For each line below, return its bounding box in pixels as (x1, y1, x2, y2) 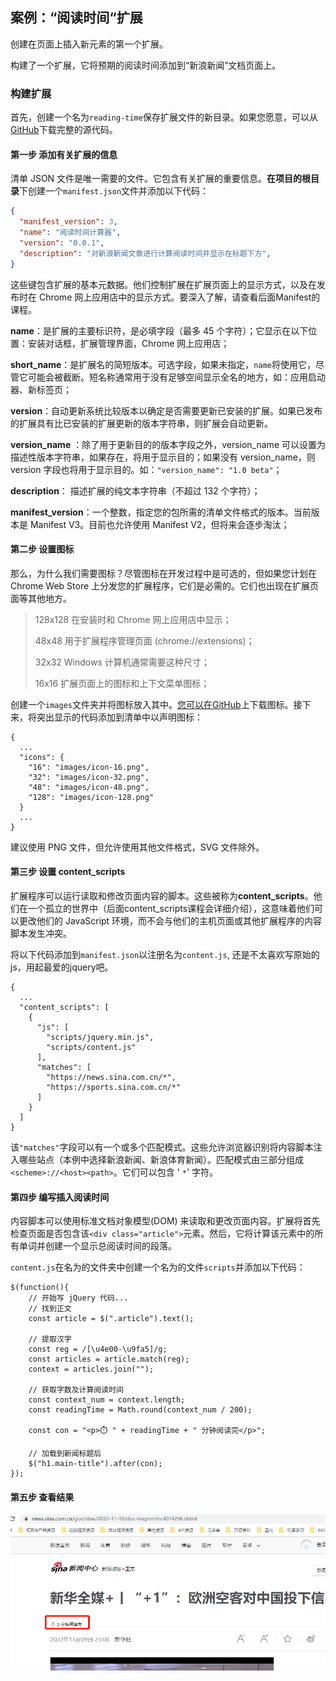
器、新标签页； (10, 383, 72, 395)
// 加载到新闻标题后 (28, 1449, 102, 1459)
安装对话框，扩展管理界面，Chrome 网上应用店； (27, 337, 230, 349)
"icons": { (19, 752, 65, 762)
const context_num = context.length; (28, 1395, 186, 1405)
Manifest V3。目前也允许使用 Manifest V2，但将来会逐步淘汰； (29, 518, 290, 530)
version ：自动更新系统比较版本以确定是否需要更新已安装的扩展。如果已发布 (10, 404, 323, 417)
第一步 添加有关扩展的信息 (10, 148, 118, 160)
